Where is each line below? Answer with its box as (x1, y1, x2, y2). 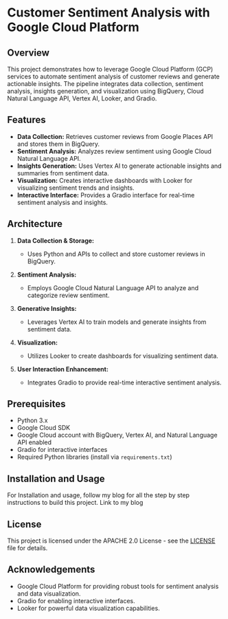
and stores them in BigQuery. (16, 140, 100, 148)
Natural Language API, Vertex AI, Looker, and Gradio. (7, 94, 157, 102)
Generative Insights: (16, 304, 77, 312)
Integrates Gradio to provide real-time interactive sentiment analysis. (27, 378, 222, 387)
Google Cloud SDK (16, 424, 71, 432)
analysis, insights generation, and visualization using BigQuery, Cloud (7, 87, 204, 95)
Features (7, 114, 46, 126)
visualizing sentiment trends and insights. (16, 184, 135, 192)
